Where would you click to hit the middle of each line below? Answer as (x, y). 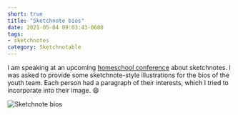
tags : (15, 34)
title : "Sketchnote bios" (46, 21)
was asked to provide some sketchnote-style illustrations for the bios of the (119, 75)
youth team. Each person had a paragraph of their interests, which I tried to (118, 82)
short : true (25, 14)
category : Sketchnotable (44, 47)
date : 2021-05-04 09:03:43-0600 (55, 27)
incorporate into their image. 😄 (54, 90)
